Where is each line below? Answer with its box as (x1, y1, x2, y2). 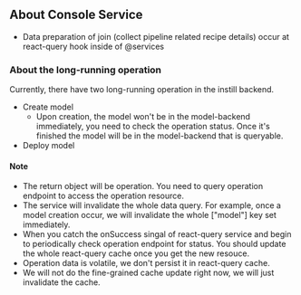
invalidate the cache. (22, 277, 102, 288)
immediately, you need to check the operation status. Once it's (35, 121, 270, 132)
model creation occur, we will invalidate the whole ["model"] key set (22, 210, 277, 221)
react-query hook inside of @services (22, 41, 165, 52)
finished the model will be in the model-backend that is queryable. (35, 130, 284, 141)
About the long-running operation (9, 63, 161, 76)
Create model (22, 101, 74, 112)
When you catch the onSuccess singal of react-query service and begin (22, 229, 292, 240)
